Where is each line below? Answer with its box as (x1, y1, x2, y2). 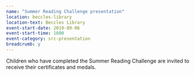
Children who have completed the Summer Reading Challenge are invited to (6, 57, 190, 64)
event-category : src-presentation (6, 36, 91, 42)
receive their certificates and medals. (6, 63, 96, 70)
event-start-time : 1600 (6, 30, 65, 36)
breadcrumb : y (6, 42, 41, 47)
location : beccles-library (6, 14, 72, 20)
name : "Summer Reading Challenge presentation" (6, 8, 125, 15)
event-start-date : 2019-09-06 (6, 25, 80, 31)
